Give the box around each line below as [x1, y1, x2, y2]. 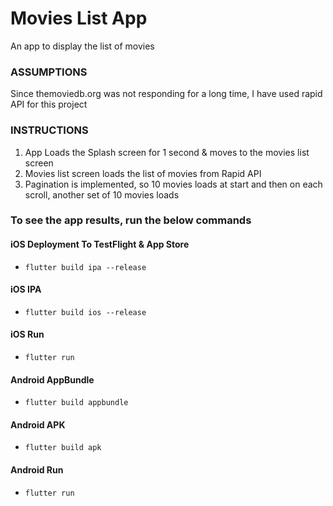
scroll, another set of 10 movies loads [24, 188, 180, 201]
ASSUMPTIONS [10, 65, 88, 79]
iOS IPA [10, 283, 42, 296]
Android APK [10, 418, 66, 431]
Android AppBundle [10, 373, 95, 386]
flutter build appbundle [24, 398, 129, 408]
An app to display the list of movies [10, 40, 155, 52]
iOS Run [10, 328, 45, 341]
